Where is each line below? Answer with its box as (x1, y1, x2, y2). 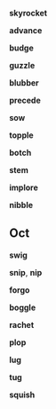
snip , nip (9, 267, 43, 277)
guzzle (9, 60, 36, 70)
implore (9, 182, 38, 193)
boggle (9, 302, 36, 313)
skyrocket (9, 8, 47, 18)
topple (9, 130, 34, 141)
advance (9, 25, 43, 35)
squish (9, 389, 36, 400)
